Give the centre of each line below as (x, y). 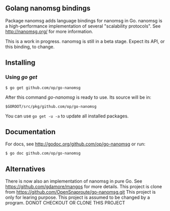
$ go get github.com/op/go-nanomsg (43, 88)
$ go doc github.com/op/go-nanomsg (43, 154)
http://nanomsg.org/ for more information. (49, 31)
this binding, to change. (30, 47)
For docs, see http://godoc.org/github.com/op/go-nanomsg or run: (75, 144)
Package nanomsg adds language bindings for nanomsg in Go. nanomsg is (84, 20)
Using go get (21, 77)
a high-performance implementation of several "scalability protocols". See (83, 26)
